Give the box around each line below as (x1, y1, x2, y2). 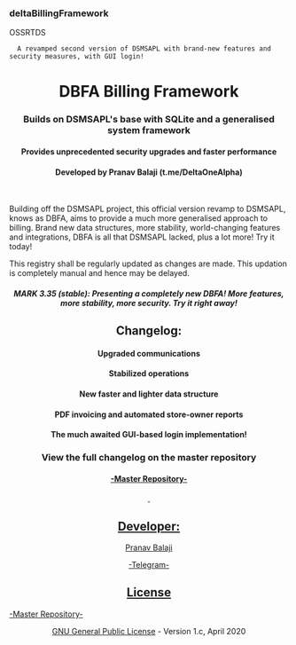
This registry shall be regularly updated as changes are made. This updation (9, 258, 288, 269)
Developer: (118, 518, 180, 534)
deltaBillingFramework (9, 7, 109, 20)
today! (9, 241, 33, 252)
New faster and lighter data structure (79, 389, 219, 399)
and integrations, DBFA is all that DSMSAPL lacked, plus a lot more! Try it (9, 232, 275, 242)
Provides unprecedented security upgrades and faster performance (20, 146, 277, 157)
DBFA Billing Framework (58, 82, 239, 102)
